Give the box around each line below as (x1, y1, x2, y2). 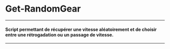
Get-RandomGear (5, 3, 81, 15)
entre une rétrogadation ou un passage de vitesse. (5, 31, 114, 38)
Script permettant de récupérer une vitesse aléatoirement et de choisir (5, 26, 157, 32)
